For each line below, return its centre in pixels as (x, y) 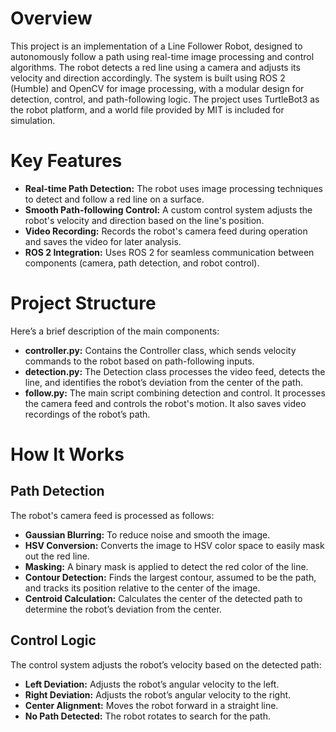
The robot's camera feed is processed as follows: (112, 515)
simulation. (33, 120)
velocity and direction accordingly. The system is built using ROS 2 (148, 78)
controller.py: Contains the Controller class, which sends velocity (160, 350)
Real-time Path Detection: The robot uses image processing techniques (173, 188)
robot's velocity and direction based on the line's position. (144, 220)
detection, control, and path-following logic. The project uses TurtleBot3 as (165, 99)
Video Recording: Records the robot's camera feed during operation (166, 231)
